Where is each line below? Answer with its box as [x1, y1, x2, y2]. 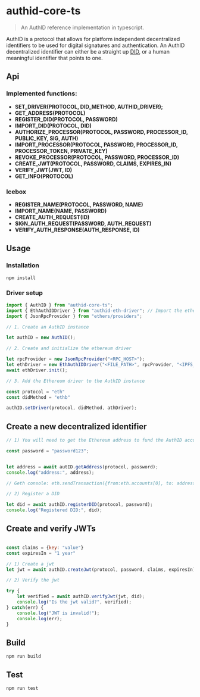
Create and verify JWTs [6, 524, 96, 534]
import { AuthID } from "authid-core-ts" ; [6, 302, 113, 308]
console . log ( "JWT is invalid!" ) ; [17, 610, 100, 616]
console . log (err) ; [17, 615, 62, 621]
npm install [6, 275, 36, 281]
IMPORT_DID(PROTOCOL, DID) [14, 122, 92, 129]
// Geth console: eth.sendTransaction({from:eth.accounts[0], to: [6, 480, 174, 486]
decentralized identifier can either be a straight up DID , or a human [6, 48, 170, 55]
